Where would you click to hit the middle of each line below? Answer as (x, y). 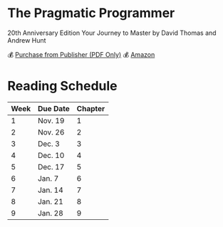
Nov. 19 (51, 120)
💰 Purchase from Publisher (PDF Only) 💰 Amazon (81, 54)
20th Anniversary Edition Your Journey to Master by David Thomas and (112, 33)
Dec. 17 (51, 167)
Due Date (54, 108)
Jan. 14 (51, 190)
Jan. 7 (48, 178)
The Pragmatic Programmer (91, 13)
